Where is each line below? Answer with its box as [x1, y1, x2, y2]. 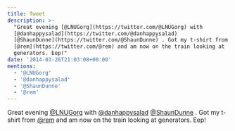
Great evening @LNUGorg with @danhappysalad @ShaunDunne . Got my [7, 108, 220, 117]
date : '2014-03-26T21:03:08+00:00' [7, 56, 112, 63]
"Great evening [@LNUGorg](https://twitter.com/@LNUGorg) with [13, 23, 203, 30]
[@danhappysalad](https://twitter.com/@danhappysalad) [13, 30, 178, 37]
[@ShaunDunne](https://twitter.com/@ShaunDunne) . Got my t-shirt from [13, 37, 229, 44]
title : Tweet [7, 10, 46, 18]
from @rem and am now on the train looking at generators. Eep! [22, 116, 206, 124]
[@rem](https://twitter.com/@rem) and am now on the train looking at [13, 43, 225, 50]
